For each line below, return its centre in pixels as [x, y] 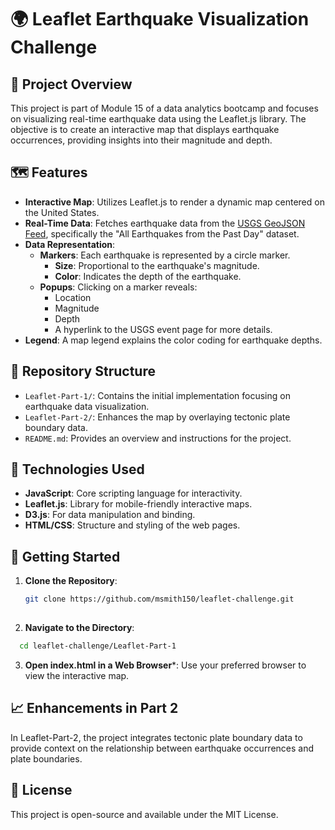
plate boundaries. [46, 758]
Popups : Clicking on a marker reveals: [118, 287]
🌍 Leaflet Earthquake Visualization [160, 19]
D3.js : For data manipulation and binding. [110, 515]
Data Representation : [70, 244]
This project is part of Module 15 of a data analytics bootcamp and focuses [164, 108]
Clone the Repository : [71, 581]
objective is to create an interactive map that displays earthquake [145, 129]
